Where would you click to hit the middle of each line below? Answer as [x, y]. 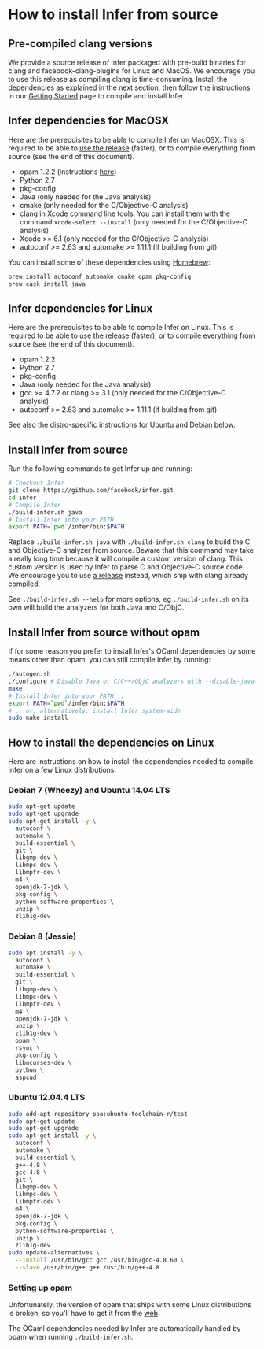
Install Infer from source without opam [104, 632]
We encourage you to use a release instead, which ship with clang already [128, 576]
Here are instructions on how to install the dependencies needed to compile [131, 762]
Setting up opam [40, 1288]
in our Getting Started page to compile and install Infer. [97, 96]
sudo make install [38, 718]
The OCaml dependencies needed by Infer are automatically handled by [125, 1329]
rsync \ [28, 1048]
